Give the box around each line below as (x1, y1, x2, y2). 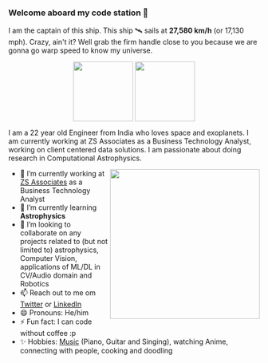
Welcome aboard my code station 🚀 (8, 7, 149, 18)
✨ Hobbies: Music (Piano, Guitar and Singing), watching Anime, (19, 337, 229, 346)
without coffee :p (19, 329, 77, 338)
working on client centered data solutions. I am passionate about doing (8, 145, 242, 155)
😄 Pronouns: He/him (19, 308, 89, 318)
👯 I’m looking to (19, 219, 72, 230)
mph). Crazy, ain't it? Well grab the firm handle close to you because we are (8, 37, 258, 47)
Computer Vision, (19, 254, 77, 263)
